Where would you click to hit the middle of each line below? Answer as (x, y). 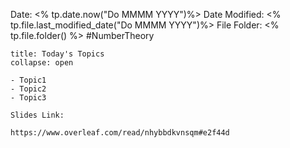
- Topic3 (28, 98)
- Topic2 (28, 89)
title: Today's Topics (57, 54)
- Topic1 (28, 80)
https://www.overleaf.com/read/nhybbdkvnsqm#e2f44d (120, 133)
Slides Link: (37, 115)
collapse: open (42, 63)
